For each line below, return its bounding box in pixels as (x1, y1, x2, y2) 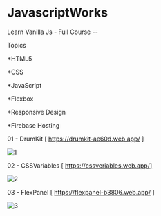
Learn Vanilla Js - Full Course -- (7, 28, 98, 36)
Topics (7, 41, 26, 49)
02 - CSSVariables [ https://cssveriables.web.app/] (7, 161, 153, 170)
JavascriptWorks (7, 5, 108, 21)
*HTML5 (7, 54, 32, 63)
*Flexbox (7, 95, 34, 103)
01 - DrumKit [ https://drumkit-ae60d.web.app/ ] (7, 135, 144, 143)
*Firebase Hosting (7, 121, 60, 129)
